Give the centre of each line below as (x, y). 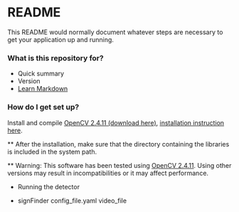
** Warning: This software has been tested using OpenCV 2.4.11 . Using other (119, 165)
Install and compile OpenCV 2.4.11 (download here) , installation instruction (116, 122)
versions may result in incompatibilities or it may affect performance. (108, 173)
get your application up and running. (60, 39)
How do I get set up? (43, 107)
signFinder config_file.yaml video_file (72, 201)
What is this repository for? (56, 58)
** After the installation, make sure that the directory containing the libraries (118, 144)
